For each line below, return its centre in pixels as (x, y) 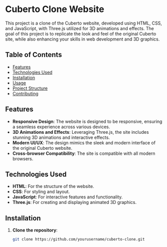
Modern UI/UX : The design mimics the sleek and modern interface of (84, 143)
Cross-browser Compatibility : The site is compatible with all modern (84, 153)
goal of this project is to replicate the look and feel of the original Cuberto (81, 34)
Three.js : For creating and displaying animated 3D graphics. (74, 202)
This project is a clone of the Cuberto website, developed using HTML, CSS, (84, 23)
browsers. (23, 158)
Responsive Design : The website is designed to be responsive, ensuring (87, 121)
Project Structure (30, 88)
